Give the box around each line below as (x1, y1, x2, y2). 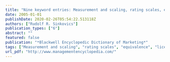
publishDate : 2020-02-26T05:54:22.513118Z (5, 16, 96, 21)
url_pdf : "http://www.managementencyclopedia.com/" (5, 49, 116, 54)
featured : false (5, 35, 39, 40)
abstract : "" (5, 30, 33, 35)
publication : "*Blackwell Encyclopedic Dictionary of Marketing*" (5, 40, 148, 45)
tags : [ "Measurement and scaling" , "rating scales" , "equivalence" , (5, 44, 153, 49)
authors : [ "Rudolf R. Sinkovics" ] (5, 21, 78, 26)
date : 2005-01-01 (5, 12, 42, 17)
